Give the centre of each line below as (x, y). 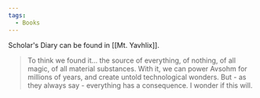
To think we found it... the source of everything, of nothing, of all (132, 60)
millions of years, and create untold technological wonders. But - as (137, 77)
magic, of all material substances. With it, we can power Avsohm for (137, 68)
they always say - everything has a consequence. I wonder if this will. (140, 85)
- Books (28, 23)
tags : (17, 15)
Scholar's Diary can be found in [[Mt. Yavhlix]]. (84, 45)
